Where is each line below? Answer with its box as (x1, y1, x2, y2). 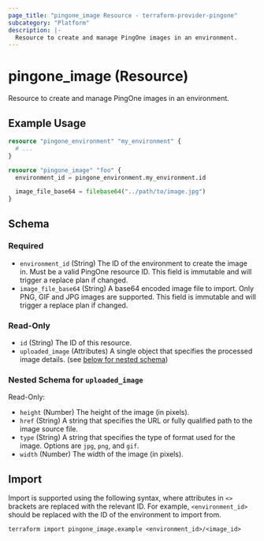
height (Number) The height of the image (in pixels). (19, 408, 190, 417)
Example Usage (8, 116, 87, 130)
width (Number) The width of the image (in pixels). (19, 450, 184, 459)
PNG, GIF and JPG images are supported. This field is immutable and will (19, 292, 256, 301)
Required (8, 241, 44, 252)
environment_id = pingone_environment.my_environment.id (15, 173, 206, 181)
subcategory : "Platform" (8, 19, 90, 27)
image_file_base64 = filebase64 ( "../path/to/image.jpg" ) (15, 188, 206, 196)
